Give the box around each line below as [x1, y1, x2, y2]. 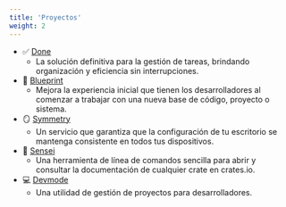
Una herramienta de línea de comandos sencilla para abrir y [35, 154, 257, 165]
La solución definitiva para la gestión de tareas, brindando [35, 55, 250, 67]
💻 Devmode [21, 174, 69, 185]
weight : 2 [9, 21, 46, 30]
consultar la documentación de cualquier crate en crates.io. [35, 164, 256, 175]
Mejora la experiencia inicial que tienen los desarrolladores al [35, 84, 261, 95]
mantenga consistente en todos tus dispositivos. [35, 136, 214, 146]
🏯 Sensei [21, 145, 55, 156]
